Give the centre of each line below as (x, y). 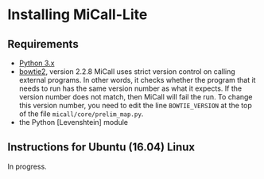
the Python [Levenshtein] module (74, 122)
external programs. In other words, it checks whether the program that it (137, 80)
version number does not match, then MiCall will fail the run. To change (136, 97)
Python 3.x (37, 63)
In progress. (27, 166)
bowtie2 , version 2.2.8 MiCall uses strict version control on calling (127, 72)
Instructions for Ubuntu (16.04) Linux (101, 148)
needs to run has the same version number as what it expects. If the (130, 88)
